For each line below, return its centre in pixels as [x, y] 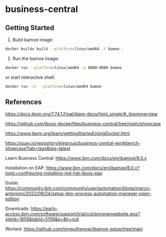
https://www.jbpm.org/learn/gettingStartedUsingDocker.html [67, 133]
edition [12, 199]
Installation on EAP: [25, 168]
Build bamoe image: [33, 40]
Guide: [12, 183]
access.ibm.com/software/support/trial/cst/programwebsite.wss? [73, 214]
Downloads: [17, 208]
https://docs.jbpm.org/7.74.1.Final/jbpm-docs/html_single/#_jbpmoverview [81, 114]
